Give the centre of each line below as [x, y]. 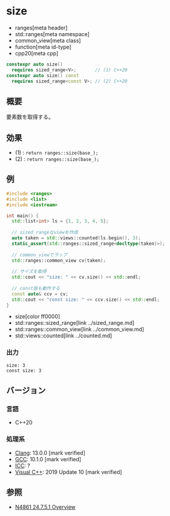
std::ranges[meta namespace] [52, 34]
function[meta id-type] [43, 47]
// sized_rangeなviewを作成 [45, 233]
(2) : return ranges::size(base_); [57, 159]
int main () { [23, 216]
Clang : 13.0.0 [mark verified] [50, 453]
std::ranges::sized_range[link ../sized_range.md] [74, 323]
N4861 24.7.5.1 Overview [45, 507]
